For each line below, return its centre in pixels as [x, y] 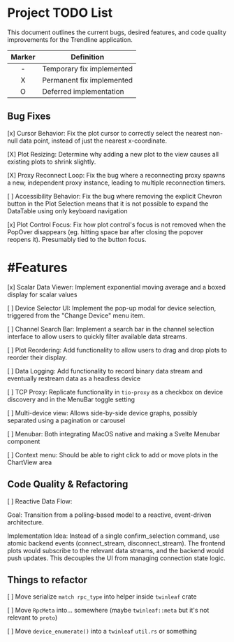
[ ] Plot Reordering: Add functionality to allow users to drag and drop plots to [117, 350]
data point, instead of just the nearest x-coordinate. [93, 141]
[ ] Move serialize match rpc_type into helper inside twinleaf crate [102, 597]
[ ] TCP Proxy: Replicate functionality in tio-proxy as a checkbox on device [115, 392]
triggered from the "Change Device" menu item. [76, 315]
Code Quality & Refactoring [68, 484]
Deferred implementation [83, 91]
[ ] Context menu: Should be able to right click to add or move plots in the [113, 455]
